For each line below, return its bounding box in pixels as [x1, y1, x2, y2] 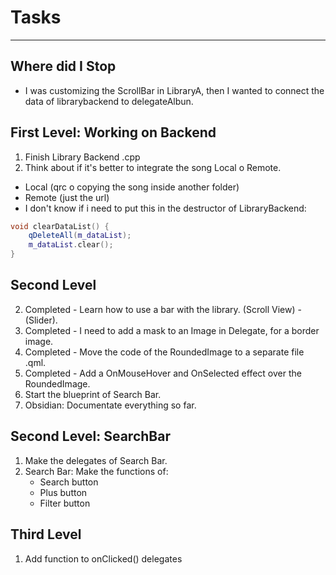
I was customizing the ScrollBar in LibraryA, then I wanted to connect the [24, 84, 325, 96]
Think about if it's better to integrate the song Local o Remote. [24, 161, 282, 173]
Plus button [39, 486, 88, 498]
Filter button [39, 497, 91, 509]
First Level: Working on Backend [10, 124, 217, 141]
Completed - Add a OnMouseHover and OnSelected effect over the [24, 367, 302, 379]
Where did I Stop [10, 58, 117, 75]
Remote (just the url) [24, 191, 110, 203]
